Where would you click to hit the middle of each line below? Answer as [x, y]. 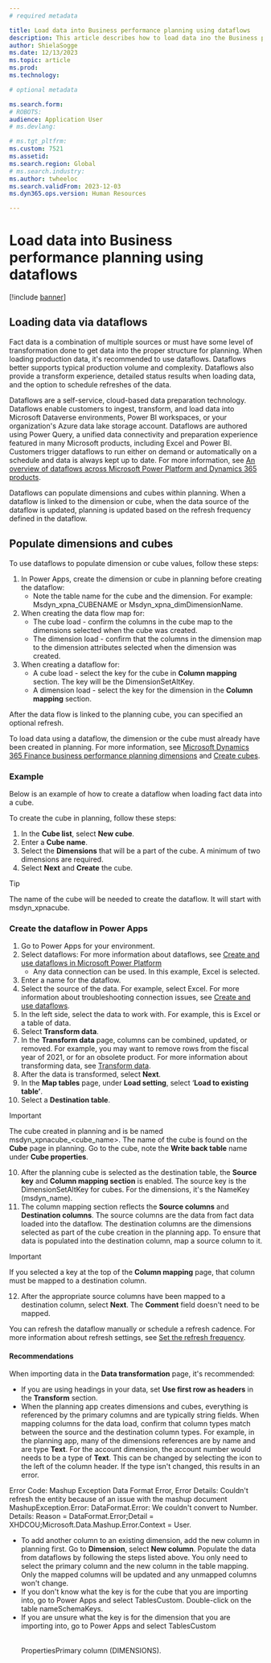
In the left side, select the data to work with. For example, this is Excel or [140, 1015]
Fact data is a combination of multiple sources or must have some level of [131, 341]
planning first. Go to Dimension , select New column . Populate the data [138, 1549]
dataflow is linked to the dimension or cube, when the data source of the [129, 501]
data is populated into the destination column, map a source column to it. [142, 1241]
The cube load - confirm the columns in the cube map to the [133, 622]
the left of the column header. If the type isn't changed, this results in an [140, 1467]
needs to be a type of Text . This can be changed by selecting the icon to [141, 1458]
